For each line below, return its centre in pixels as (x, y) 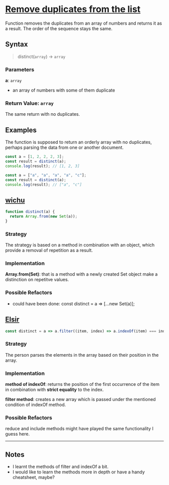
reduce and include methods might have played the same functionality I (79, 429)
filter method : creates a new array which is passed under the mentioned (80, 399)
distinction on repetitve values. (37, 280)
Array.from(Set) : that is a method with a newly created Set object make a (81, 274)
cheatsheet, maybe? (33, 477)
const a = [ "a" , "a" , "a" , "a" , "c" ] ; (46, 175)
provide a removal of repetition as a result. (49, 251)
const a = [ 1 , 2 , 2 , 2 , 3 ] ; (35, 157)
